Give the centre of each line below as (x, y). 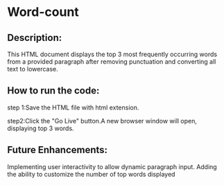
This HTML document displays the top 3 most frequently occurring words (112, 54)
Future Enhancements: (58, 150)
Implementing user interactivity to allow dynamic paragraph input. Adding (112, 166)
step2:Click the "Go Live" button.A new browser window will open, (102, 121)
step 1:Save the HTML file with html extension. (73, 107)
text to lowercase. (33, 69)
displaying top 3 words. (41, 128)
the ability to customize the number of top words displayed (91, 174)
